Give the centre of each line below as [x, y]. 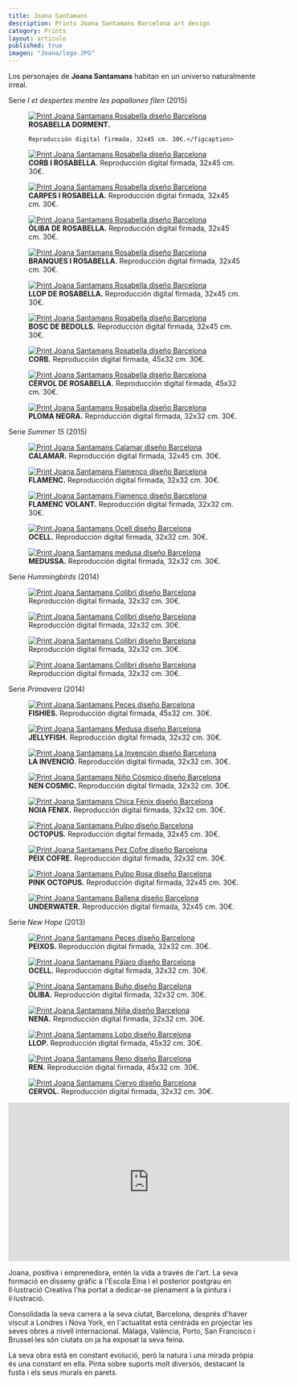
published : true [35, 46]
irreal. [18, 85]
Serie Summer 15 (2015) [48, 431]
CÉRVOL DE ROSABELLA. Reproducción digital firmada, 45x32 [133, 383]
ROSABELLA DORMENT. [69, 124]
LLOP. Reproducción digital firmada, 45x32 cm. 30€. [116, 1043]
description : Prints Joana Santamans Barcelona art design [109, 23]
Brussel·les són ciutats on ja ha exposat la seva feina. [96, 1339]
